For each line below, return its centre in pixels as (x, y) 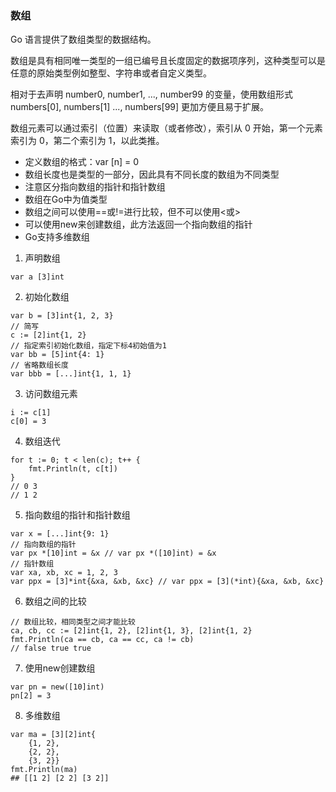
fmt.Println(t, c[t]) (73, 469)
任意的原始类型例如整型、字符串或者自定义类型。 (111, 73)
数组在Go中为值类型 (66, 199)
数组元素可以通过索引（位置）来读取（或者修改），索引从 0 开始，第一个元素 (166, 128)
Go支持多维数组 (57, 237)
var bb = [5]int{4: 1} (57, 355)
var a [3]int (37, 277)
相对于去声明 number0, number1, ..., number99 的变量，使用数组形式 (151, 94)
